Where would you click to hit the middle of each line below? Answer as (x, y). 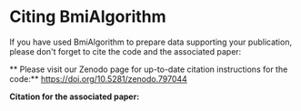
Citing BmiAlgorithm (88, 17)
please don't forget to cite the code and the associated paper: (125, 51)
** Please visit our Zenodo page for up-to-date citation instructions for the (149, 69)
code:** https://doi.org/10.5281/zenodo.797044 (99, 78)
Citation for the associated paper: (75, 96)
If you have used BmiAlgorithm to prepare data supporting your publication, (151, 42)
